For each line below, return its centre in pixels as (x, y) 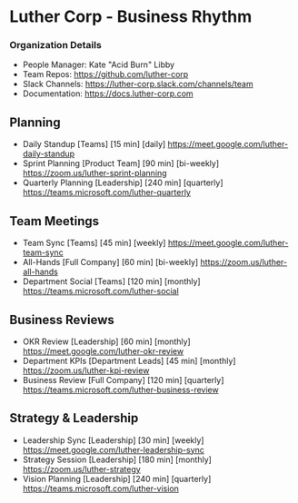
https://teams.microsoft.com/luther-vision (101, 488)
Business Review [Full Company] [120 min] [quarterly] (123, 380)
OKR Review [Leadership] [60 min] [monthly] (106, 341)
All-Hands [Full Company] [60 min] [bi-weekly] (110, 262)
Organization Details (55, 45)
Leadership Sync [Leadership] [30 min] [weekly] (113, 440)
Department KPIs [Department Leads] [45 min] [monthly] (129, 360)
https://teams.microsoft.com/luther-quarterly (106, 192)
